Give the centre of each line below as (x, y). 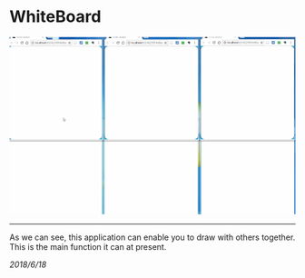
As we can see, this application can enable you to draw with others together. (152, 237)
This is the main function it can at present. (88, 247)
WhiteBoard (55, 17)
